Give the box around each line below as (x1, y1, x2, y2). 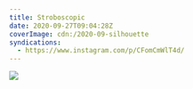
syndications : (9, 37, 62, 47)
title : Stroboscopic (9, 12, 86, 22)
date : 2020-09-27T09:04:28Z (9, 21, 114, 30)
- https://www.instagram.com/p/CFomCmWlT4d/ (17, 46, 185, 55)
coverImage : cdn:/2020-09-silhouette (9, 29, 149, 38)
